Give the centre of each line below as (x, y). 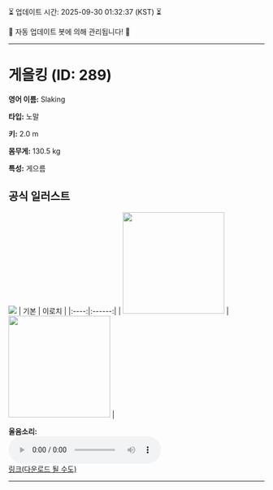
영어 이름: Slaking (37, 99)
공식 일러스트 (39, 196)
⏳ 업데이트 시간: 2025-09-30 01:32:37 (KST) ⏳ (85, 12)
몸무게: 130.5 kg (35, 151)
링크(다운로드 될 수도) (43, 469)
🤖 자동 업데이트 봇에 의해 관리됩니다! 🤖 (69, 32)
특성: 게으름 (27, 168)
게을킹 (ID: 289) (60, 75)
